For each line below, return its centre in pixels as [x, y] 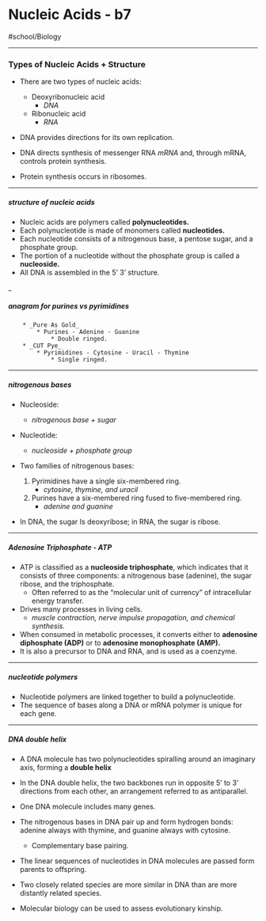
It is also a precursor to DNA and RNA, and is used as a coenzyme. [128, 651]
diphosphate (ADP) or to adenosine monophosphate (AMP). [120, 643]
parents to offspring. [53, 870]
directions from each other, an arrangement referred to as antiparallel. [134, 791]
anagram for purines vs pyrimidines [68, 305]
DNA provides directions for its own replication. [97, 138]
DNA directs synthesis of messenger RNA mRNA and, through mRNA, [133, 153]
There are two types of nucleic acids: [80, 81]
